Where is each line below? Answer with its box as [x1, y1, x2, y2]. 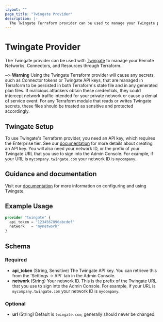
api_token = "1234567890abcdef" [9, 220, 75, 224]
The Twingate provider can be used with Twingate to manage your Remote [5, 58, 154, 64]
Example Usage [5, 202, 53, 210]
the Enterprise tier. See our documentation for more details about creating [5, 140, 153, 146]
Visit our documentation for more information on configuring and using [5, 183, 147, 188]
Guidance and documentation [5, 170, 97, 178]
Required [5, 256, 27, 263]
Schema [5, 242, 31, 250]
